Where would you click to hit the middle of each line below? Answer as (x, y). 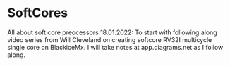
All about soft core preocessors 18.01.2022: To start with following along (112, 32)
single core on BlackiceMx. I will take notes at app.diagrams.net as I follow (115, 47)
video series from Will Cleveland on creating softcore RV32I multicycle (110, 39)
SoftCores (38, 13)
